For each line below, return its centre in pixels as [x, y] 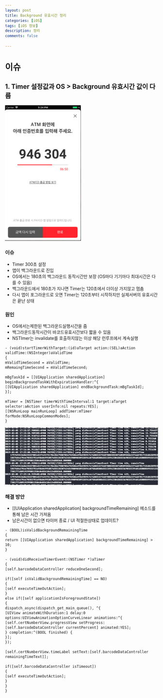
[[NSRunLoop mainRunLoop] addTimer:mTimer [49, 411]
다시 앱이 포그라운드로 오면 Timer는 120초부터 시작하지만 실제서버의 [76, 294]
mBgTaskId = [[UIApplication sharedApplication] [55, 377]
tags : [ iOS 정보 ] [21, 26]
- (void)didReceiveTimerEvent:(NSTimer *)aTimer [55, 560]
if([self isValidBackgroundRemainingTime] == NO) [56, 579]
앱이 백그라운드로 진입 [33, 270]
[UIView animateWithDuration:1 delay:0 [45, 613]
